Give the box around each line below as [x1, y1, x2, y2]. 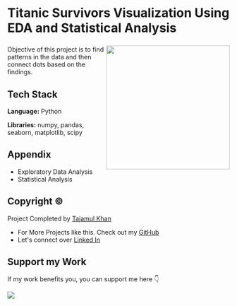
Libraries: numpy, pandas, [7, 120, 85, 129]
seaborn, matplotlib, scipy [7, 128, 83, 136]
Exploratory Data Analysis [17, 167, 93, 176]
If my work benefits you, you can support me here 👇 [7, 275, 159, 283]
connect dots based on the [7, 60, 86, 69]
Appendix [7, 148, 51, 160]
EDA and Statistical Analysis [7, 20, 177, 36]
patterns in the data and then [7, 53, 92, 61]
